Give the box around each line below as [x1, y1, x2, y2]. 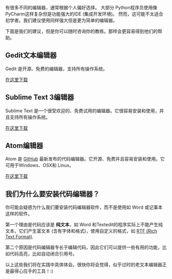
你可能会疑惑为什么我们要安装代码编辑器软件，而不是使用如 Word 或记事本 [5, 204, 163, 210]
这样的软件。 [5, 211, 32, 217]
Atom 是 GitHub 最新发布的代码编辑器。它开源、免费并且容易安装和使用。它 [5, 156, 165, 162]
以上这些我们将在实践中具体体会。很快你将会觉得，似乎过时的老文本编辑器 [5, 262, 162, 268]
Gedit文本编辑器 [5, 51, 57, 60]
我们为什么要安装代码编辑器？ [5, 189, 100, 198]
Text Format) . [5, 234, 34, 240]
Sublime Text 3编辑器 [5, 93, 74, 102]
